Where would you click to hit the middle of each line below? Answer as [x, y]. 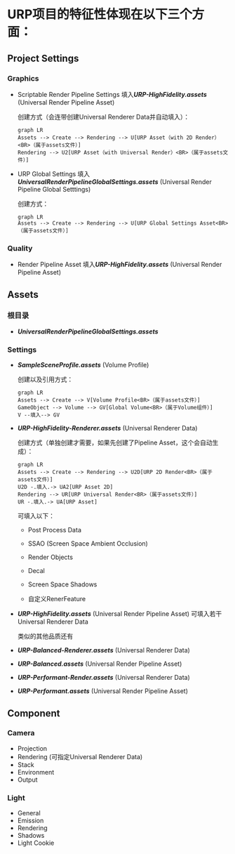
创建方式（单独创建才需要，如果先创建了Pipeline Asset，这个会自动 [115, 442]
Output [27, 780]
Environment [36, 772]
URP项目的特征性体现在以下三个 [100, 14]
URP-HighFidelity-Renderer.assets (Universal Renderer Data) [107, 428]
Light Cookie [36, 843]
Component [34, 713]
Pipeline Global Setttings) [54, 189]
